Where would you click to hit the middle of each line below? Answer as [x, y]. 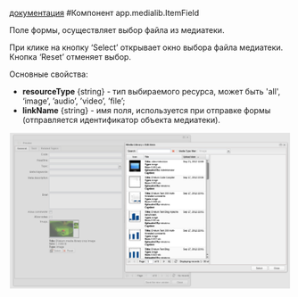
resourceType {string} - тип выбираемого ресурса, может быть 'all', [151, 91]
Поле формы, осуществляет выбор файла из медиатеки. [117, 30]
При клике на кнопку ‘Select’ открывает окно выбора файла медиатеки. [146, 47]
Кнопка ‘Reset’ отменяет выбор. [70, 57]
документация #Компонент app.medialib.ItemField [104, 13]
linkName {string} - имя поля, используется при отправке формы [146, 110]
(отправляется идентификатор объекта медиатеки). [121, 120]
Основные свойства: [49, 74]
